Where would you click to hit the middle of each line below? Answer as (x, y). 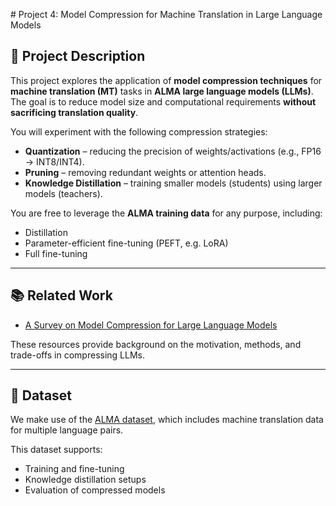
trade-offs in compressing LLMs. (78, 355)
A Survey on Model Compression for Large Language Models (151, 325)
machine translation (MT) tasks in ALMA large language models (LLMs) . (162, 91)
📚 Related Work (61, 295)
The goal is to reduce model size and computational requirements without (163, 101)
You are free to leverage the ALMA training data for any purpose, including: (166, 213)
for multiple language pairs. (67, 430)
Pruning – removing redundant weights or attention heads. (145, 172)
